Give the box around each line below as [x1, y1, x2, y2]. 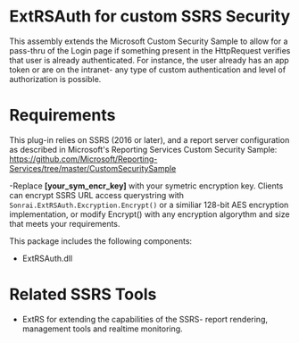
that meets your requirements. [9, 218, 120, 229]
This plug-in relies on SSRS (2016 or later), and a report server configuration [9, 134, 290, 145]
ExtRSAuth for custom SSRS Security [9, 6, 291, 27]
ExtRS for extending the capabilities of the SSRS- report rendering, [21, 314, 269, 324]
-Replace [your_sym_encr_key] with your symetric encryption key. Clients [9, 180, 284, 191]
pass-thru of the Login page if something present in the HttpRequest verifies [9, 45, 291, 55]
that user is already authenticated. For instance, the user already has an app [9, 54, 290, 65]
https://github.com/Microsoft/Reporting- [9, 154, 158, 164]
